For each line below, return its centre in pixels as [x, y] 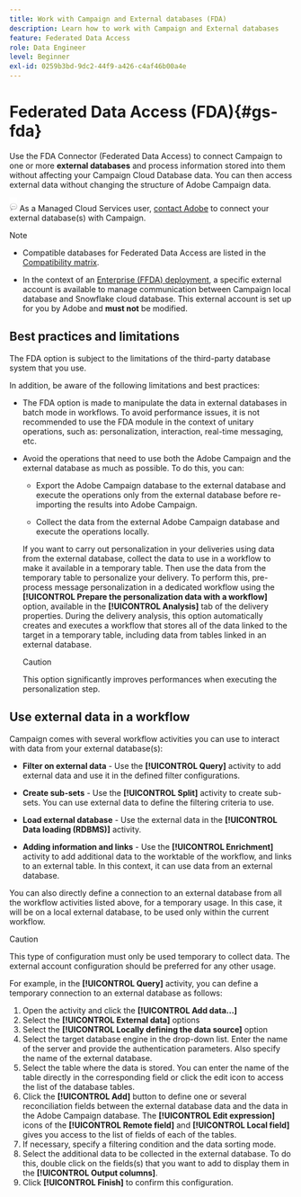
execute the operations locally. [93, 532]
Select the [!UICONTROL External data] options [111, 1020]
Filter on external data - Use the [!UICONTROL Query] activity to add [151, 765]
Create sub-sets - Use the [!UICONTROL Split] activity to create [142, 792]
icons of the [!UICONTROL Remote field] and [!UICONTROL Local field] [156, 1125]
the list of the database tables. [78, 1086]
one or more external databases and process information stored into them [147, 165]
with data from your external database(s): [86, 748]
